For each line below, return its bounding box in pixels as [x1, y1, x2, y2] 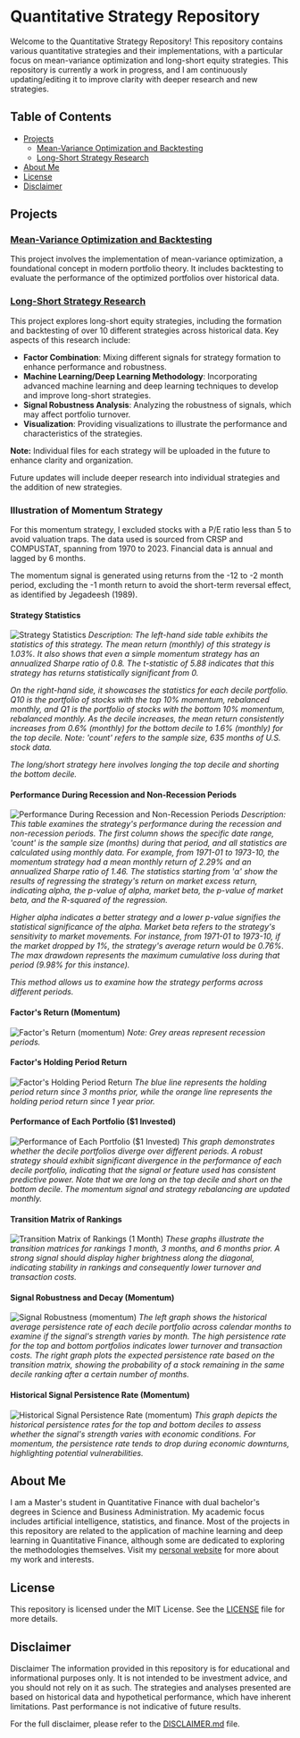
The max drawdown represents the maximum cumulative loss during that [10, 950, 280, 961]
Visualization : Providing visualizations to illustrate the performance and [22, 418, 287, 429]
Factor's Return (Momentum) [10, 1007, 121, 1018]
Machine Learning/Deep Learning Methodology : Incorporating [22, 371, 258, 381]
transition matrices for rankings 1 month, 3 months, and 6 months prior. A [10, 1243, 280, 1254]
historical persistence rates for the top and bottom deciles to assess [10, 1419, 262, 1429]
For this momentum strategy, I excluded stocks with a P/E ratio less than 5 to [10, 524, 292, 535]
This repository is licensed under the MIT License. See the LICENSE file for [10, 1604, 286, 1614]
